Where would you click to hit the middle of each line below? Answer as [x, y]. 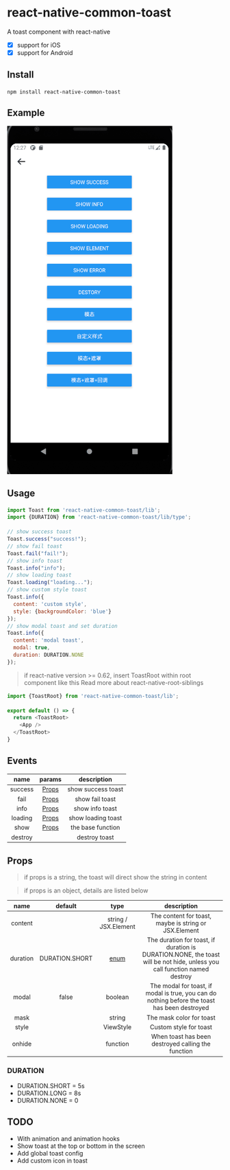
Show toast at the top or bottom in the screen [81, 1146]
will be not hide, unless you [181, 962]
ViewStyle [117, 1027]
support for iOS [39, 45]
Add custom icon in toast [52, 1160]
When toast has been [181, 1036]
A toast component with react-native [59, 32]
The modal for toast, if [181, 986]
